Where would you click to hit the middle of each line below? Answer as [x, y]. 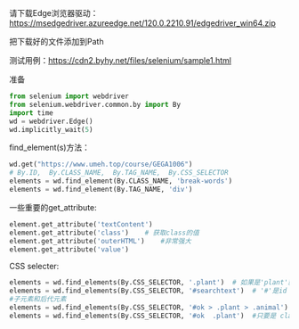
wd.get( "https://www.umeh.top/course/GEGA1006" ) [101, 164]
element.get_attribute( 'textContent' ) [81, 224]
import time [31, 113]
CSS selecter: [34, 267]
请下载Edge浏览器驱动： [54, 13]
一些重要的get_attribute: [53, 207]
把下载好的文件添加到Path [57, 41]
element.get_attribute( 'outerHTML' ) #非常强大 [100, 241]
